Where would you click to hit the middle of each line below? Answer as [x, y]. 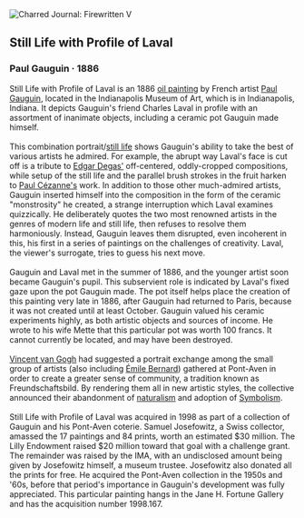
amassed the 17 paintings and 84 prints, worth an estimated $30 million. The [152, 436]
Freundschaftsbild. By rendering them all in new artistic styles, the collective [152, 388]
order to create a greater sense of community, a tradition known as [135, 378]
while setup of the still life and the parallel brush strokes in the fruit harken [148, 175]
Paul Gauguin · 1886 [54, 69]
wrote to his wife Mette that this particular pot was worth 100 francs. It [141, 330]
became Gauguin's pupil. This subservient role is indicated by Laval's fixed [149, 282]
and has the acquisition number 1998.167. [86, 503]
